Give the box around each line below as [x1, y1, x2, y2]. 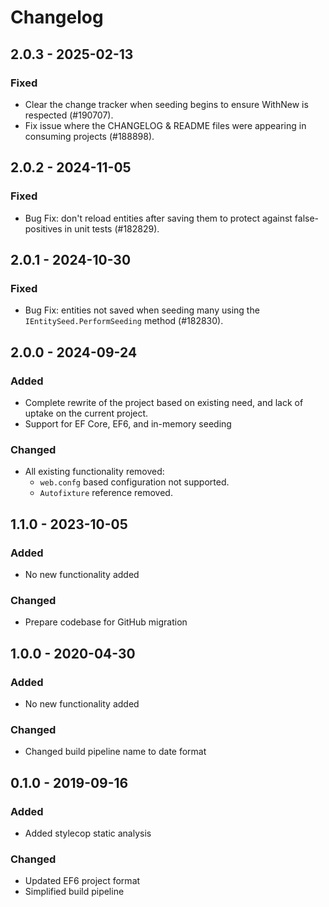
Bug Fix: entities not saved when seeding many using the [24, 304, 260, 316]
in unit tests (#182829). [64, 222, 160, 235]
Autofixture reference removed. [39, 487, 173, 499]
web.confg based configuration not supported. [39, 476, 230, 488]
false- [294, 212, 320, 224]
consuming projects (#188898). [24, 130, 155, 142]
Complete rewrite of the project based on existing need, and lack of [24, 396, 304, 408]
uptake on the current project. [24, 407, 149, 419]
